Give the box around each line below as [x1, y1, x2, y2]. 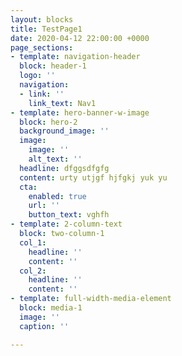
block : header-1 [19, 61, 87, 71]
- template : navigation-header [10, 52, 141, 62]
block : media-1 [19, 303, 83, 313]
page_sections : [10, 42, 74, 53]
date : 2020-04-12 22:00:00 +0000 [10, 33, 150, 43]
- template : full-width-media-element [10, 294, 172, 304]
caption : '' [19, 321, 70, 331]
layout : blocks [10, 14, 74, 25]
